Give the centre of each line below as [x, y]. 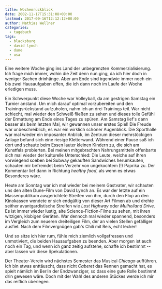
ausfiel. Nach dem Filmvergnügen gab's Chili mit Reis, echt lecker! [71, 227]
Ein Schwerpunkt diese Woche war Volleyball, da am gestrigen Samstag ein [80, 99]
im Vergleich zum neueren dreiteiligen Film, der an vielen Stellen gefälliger [79, 221]
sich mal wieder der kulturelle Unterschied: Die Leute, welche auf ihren [76, 155]
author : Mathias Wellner [30, 23]
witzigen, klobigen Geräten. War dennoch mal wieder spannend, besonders [80, 216]
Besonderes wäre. [23, 176]
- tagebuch [20, 32]
